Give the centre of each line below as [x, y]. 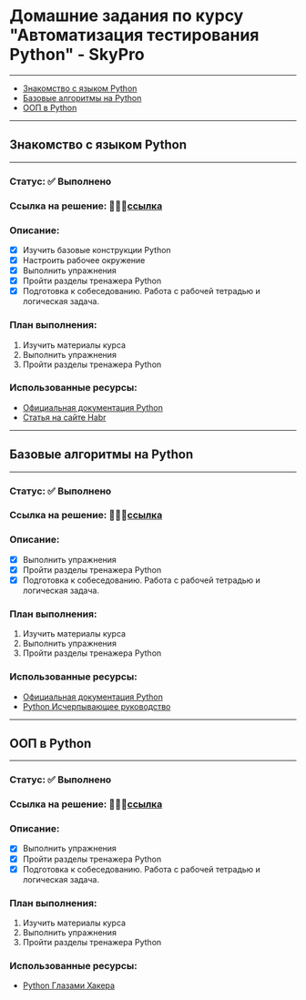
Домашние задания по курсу [127, 16]
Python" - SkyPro [77, 55]
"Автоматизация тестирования [134, 35]
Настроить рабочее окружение [84, 260]
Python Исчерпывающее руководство [97, 706]
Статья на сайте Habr [64, 417]
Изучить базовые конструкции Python [97, 250]
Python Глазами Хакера [69, 985]
